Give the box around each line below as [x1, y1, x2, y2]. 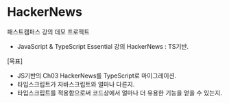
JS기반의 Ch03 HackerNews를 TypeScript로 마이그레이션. [16, 71, 177, 80]
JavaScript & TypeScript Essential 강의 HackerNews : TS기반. [16, 42, 189, 50]
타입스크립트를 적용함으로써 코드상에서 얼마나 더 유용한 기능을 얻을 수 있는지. [16, 89, 223, 97]
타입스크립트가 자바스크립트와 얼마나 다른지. [16, 80, 135, 88]
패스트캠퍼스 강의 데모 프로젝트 [7, 27, 91, 36]
